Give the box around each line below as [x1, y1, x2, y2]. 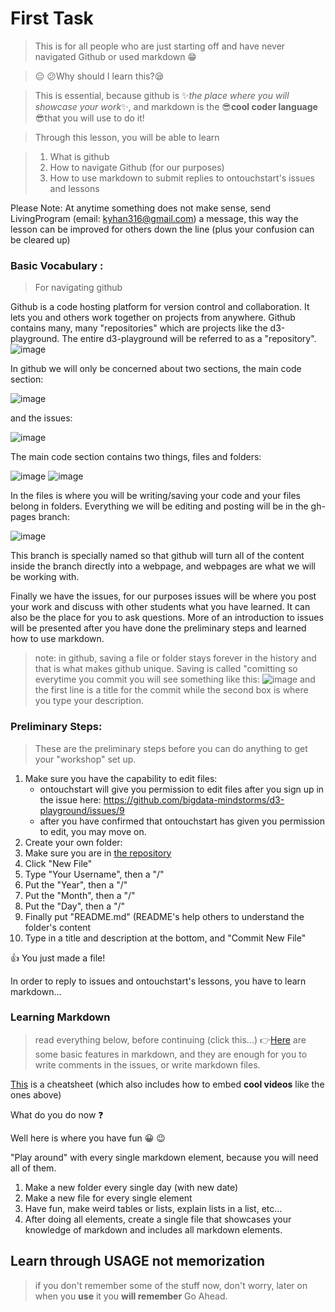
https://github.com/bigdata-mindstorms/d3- [103, 793, 285, 806]
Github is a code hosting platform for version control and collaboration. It [10, 301, 310, 313]
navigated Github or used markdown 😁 [34, 50, 197, 62]
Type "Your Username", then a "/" [24, 868, 165, 880]
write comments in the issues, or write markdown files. [34, 1058, 261, 1071]
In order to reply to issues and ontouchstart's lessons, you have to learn [10, 975, 307, 987]
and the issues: [10, 412, 73, 424]
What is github [49, 150, 110, 162]
